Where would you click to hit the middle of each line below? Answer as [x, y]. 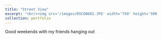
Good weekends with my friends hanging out [50, 32]
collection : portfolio [28, 18]
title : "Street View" [27, 9]
